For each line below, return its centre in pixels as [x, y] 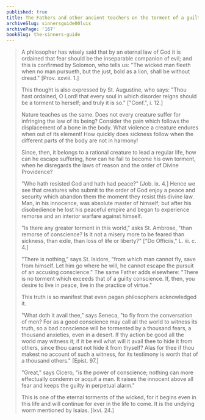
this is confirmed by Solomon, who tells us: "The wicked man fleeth [106, 65]
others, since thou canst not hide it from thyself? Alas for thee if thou [108, 348]
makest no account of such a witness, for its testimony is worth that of [110, 354]
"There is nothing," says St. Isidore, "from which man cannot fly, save [109, 259]
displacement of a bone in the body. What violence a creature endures [110, 128]
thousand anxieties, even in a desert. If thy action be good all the [103, 335]
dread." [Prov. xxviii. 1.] [50, 78]
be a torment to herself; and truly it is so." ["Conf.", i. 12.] [92, 103]
